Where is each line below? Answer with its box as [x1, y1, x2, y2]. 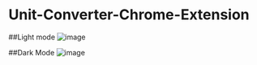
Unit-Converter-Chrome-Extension [8, 6, 250, 24]
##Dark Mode [8, 47, 55, 57]
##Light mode [8, 32, 55, 42]
